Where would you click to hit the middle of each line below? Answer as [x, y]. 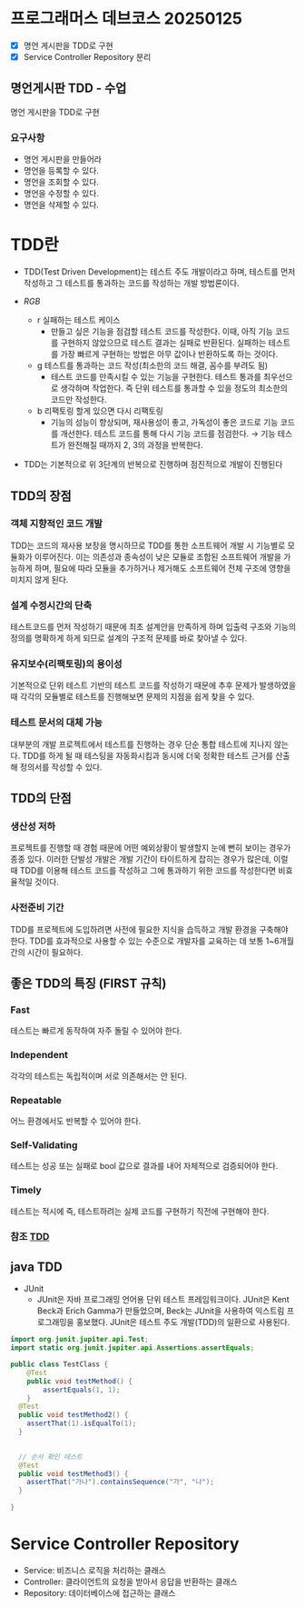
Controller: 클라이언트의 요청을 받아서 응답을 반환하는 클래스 [130, 1582]
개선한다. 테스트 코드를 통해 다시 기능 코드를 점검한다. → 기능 [168, 434]
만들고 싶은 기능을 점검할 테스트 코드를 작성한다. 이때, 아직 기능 [162, 332]
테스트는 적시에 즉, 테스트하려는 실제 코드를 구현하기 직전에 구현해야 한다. [140, 1211]
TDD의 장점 [41, 496]
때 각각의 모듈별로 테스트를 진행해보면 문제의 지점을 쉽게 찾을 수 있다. [133, 697]
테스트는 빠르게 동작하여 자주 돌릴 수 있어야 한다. [96, 1031]
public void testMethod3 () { [74, 1473]
